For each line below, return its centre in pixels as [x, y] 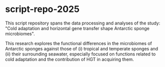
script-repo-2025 [42, 9]
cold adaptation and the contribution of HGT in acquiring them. [70, 59]
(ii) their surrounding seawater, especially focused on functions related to [81, 54]
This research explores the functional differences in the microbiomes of [79, 43]
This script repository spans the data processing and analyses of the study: [83, 23]
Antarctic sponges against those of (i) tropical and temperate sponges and [82, 48]
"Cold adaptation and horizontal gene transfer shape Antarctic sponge [77, 28]
